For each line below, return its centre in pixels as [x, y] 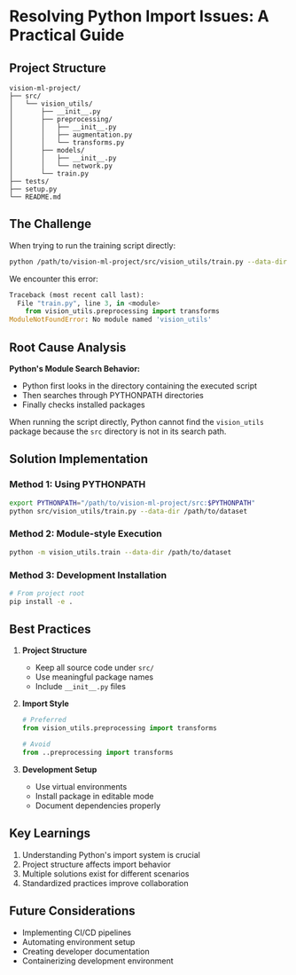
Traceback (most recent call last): [77, 295]
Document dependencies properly [98, 806]
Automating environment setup [78, 941]
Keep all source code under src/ [95, 668]
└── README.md [35, 197]
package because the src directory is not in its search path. [118, 431]
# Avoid [36, 744]
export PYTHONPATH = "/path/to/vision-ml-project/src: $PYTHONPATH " [132, 503]
